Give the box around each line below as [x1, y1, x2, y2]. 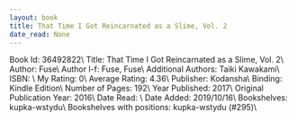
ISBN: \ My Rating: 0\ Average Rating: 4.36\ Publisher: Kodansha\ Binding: [9, 73, 283, 84]
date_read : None [9, 30, 70, 39]
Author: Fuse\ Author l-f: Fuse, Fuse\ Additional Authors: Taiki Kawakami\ [9, 64, 281, 74]
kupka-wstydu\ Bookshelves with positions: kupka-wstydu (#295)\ [9, 102, 257, 113]
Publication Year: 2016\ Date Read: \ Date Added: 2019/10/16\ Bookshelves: [9, 92, 288, 103]
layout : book [9, 13, 58, 22]
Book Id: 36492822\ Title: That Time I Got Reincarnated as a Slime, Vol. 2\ [9, 55, 284, 65]
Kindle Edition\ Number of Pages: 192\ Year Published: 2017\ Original [9, 82, 264, 94]
